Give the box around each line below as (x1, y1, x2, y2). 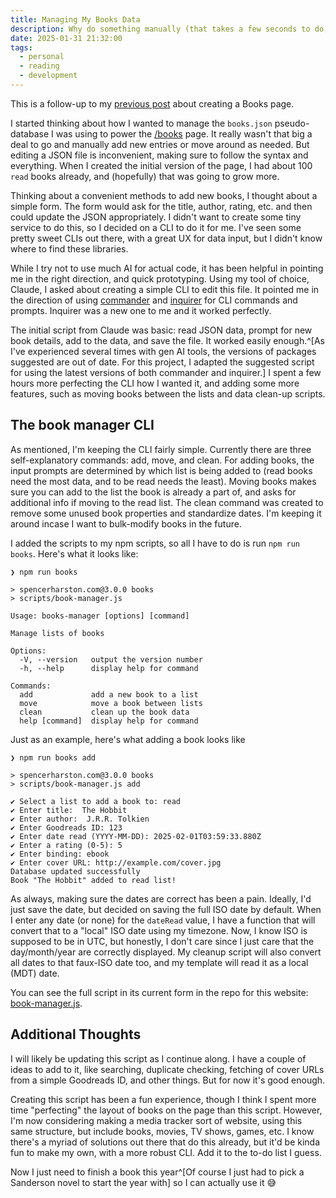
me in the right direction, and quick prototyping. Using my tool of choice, (10, 272, 310, 285)
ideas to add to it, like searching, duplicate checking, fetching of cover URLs (10, 1063, 325, 1075)
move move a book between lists (19, 698, 203, 708)
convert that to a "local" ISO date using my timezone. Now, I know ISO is (10, 924, 308, 936)
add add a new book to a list (19, 689, 199, 700)
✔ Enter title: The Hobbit (10, 805, 128, 815)
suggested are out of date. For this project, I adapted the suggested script (10, 356, 315, 368)
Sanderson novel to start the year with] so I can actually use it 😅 (10, 1176, 277, 1188)
